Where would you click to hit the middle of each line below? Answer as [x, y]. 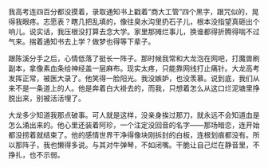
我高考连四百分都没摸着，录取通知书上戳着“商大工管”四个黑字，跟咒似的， [130, 12]
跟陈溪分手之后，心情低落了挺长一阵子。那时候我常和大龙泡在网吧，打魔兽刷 [134, 58]
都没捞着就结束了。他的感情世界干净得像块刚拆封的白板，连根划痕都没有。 [130, 135]
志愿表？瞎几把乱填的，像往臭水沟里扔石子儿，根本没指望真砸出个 [151, 21]
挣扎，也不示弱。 [36, 155]
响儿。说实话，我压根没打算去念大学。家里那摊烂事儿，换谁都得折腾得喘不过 [134, 31]
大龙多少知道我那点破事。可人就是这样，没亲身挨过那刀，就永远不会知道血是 [134, 115]
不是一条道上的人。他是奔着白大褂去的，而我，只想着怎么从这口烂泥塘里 [134, 88]
